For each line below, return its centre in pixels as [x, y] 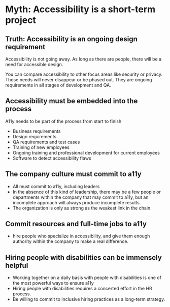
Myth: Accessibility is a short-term [80, 9]
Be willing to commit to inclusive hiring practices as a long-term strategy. [89, 299]
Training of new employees [41, 147]
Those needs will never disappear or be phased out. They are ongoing [79, 80]
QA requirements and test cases [46, 142]
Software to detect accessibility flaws [52, 158]
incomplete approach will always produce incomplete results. [77, 202]
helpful [17, 265]
